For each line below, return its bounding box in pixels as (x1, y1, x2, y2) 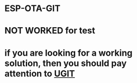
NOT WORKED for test (4, 25, 96, 36)
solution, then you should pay (4, 58, 127, 68)
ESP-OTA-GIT (4, 3, 61, 14)
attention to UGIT (4, 68, 75, 79)
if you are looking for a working (4, 47, 133, 58)
